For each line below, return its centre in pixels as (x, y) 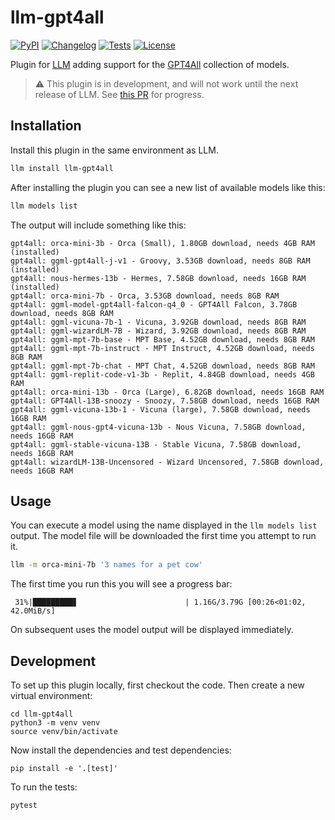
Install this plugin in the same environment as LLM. (114, 150)
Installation (46, 126)
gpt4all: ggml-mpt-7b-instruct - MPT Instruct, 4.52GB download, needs (162, 348)
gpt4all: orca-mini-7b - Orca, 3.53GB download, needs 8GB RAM (145, 296)
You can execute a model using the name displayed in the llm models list (164, 525)
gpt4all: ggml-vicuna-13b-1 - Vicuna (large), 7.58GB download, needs (160, 409)
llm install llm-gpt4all (62, 168)
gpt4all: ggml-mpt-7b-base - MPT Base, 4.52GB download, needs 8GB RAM (162, 339)
